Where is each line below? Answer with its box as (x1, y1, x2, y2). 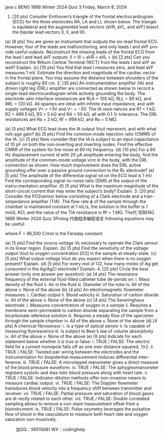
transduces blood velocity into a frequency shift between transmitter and (5, 385, 152, 391)
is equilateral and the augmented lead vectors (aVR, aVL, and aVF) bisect (12, 24, 159, 30)
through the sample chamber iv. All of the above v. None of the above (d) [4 (5, 318, 157, 324)
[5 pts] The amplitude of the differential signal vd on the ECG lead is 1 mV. (5, 173, 153, 178)
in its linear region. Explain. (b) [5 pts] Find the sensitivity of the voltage (5, 245, 149, 251)
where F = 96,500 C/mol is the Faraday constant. (5, 230, 104, 236)
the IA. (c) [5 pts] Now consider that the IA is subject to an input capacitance (5, 136, 159, 142)
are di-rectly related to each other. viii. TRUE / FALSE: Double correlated (5, 395, 150, 401)
